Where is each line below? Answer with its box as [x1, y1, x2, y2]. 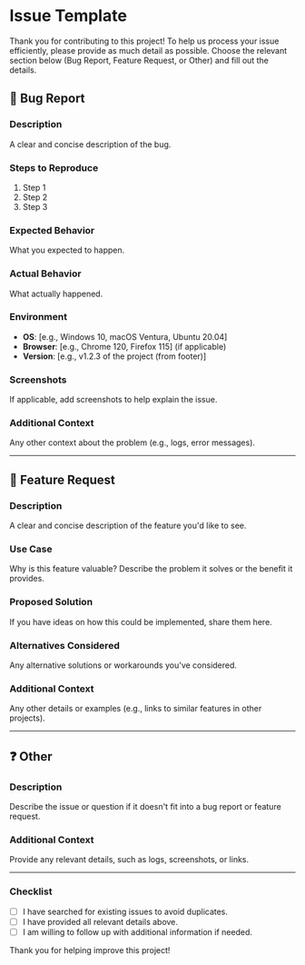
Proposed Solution [9, 596, 93, 609]
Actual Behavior [9, 267, 82, 280]
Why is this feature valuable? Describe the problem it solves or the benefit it [9, 563, 293, 574]
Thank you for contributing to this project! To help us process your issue [9, 35, 280, 46]
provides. [9, 573, 45, 584]
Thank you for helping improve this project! [9, 944, 171, 955]
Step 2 [22, 192, 48, 203]
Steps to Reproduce [9, 161, 99, 174]
